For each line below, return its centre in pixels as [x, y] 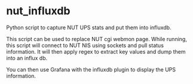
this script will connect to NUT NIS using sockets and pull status [85, 45]
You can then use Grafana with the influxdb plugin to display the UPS [91, 69]
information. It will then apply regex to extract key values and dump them [96, 51]
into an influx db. [27, 58]
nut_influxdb [38, 11]
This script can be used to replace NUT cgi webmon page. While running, [96, 39]
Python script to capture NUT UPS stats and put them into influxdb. [89, 27]
